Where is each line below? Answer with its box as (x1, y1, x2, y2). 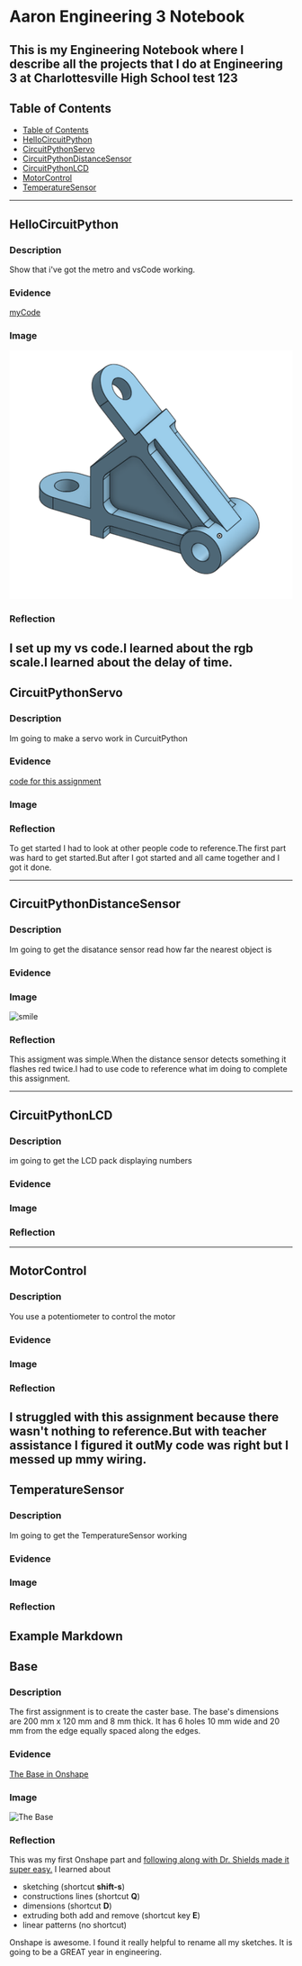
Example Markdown (9, 1628, 123, 1644)
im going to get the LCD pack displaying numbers (9, 1155, 192, 1165)
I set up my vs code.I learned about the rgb (9, 640, 253, 656)
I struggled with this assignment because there (9, 1409, 280, 1425)
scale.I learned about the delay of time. (9, 655, 234, 670)
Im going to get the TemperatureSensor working (9, 1529, 187, 1541)
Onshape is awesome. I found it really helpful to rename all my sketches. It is (9, 1937, 293, 1948)
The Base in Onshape (9, 1768, 89, 1780)
